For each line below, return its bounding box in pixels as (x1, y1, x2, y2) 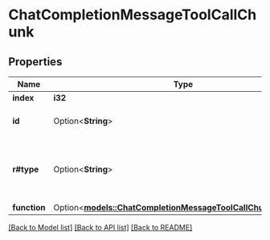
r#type (12, 163, 39, 175)
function (12, 202, 46, 213)
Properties (8, 55, 63, 68)
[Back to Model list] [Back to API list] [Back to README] (8, 223, 193, 232)
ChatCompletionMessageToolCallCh (8, 6, 257, 24)
